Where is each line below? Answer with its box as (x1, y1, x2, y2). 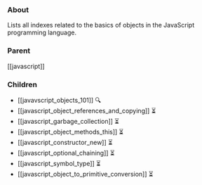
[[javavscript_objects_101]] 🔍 (17, 96, 102, 104)
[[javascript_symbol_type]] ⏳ (17, 159, 101, 167)
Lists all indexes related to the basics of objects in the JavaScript (7, 21, 195, 30)
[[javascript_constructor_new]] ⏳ (17, 138, 113, 146)
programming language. (7, 28, 77, 37)
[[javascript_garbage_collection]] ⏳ (17, 117, 119, 125)
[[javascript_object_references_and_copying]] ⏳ (17, 106, 156, 115)
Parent (7, 46, 31, 56)
